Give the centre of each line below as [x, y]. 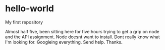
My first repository [24, 22]
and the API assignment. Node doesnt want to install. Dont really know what [82, 37]
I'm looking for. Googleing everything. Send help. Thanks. [64, 42]
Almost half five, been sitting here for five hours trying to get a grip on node [82, 31]
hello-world [30, 9]
